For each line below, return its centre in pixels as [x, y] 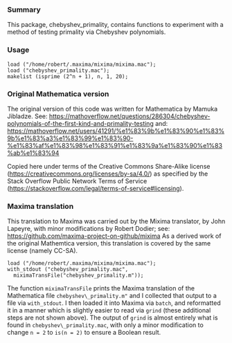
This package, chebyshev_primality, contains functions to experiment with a [115, 25]
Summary [24, 10]
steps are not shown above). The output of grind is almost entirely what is [113, 318]
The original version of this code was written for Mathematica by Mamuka [113, 109]
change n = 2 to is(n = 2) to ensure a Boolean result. [84, 333]
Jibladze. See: [27, 116]
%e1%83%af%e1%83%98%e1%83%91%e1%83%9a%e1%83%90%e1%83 [115, 145]
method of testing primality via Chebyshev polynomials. [87, 32]
